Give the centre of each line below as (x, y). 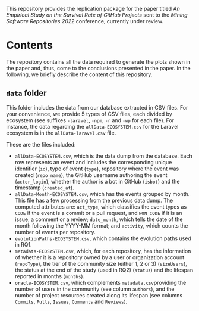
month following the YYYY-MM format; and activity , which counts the (101, 225)
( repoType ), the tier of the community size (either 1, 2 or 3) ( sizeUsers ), (101, 263)
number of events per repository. (55, 232)
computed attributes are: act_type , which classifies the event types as (101, 206)
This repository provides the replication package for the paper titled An (93, 9)
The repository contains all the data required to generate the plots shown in (99, 61)
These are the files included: (41, 144)
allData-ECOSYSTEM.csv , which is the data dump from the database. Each (103, 156)
